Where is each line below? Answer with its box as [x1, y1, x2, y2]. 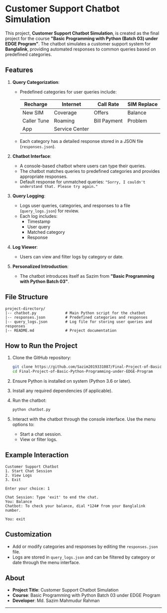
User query [27, 223, 51, 230]
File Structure [5, 293, 48, 301]
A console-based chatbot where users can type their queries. [19, 163, 146, 169]
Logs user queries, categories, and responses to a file [19, 202, 131, 208]
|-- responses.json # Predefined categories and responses [5, 315, 148, 320]
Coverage [54, 109, 77, 116]
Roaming [54, 117, 75, 124]
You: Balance [5, 499, 32, 504]
